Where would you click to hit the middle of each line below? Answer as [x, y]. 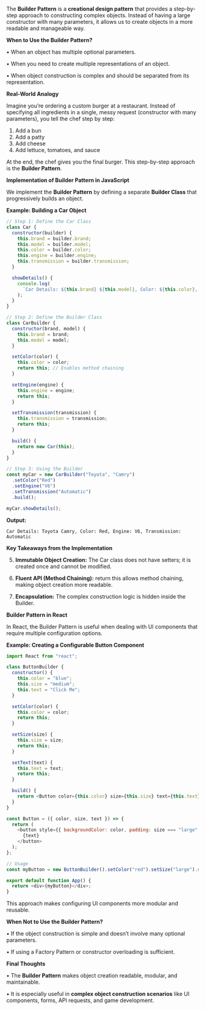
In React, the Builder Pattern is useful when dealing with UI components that [102, 627]
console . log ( [34, 283]
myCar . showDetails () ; [34, 508]
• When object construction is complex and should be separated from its [98, 75]
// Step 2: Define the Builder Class [54, 318]
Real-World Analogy [33, 94]
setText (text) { [32, 763]
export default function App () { [49, 881]
